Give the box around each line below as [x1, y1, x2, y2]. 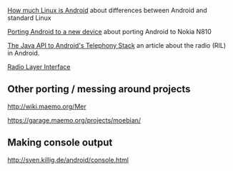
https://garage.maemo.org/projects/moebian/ [7, 115, 142, 124]
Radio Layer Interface [7, 63, 71, 71]
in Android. [7, 49, 40, 57]
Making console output [7, 137, 113, 149]
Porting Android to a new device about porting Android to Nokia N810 [7, 28, 212, 36]
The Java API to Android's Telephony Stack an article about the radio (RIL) [7, 41, 227, 49]
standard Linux [7, 14, 51, 22]
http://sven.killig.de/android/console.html [7, 155, 129, 164]
